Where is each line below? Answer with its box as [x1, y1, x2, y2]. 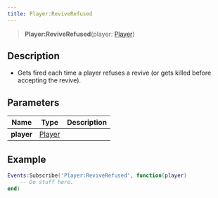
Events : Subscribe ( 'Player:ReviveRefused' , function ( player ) [7, 172, 188, 180]
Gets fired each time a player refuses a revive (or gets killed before [17, 68, 212, 78]
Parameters [7, 97, 60, 109]
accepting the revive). [17, 76, 82, 85]
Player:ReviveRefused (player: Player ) [24, 30, 135, 38]
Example [7, 153, 46, 166]
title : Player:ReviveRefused [7, 10, 93, 18]
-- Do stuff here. [20, 178, 74, 185]
